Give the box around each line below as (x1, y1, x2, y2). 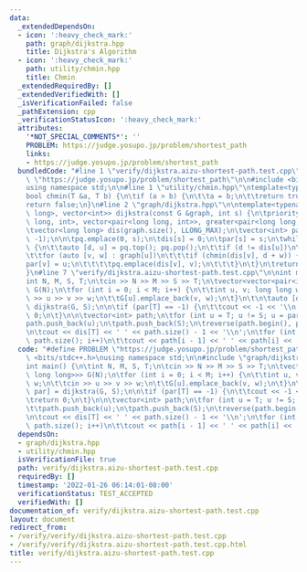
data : (9, 13, 30, 23)
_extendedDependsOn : (17, 22, 96, 31)
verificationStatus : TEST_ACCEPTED (17, 489, 153, 498)
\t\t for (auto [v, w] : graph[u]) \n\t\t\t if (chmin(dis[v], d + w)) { (26, 251, 301, 260)
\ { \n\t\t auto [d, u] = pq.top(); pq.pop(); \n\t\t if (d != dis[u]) (26, 243, 288, 252)
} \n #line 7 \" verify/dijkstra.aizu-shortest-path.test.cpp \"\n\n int (26, 269, 292, 278)
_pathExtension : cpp (17, 107, 96, 116)
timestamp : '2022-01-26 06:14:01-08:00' (17, 481, 174, 490)
